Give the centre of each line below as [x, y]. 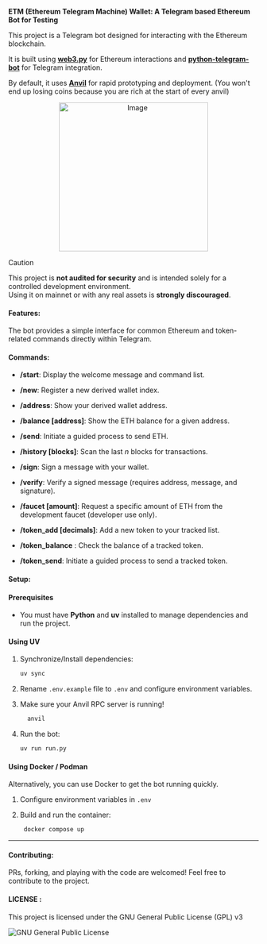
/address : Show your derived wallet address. [94, 406]
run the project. [45, 623]
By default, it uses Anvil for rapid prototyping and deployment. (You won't [129, 83]
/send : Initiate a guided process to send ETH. [94, 437]
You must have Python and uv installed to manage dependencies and [134, 615]
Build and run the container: [65, 815]
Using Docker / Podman [48, 766]
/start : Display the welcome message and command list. [112, 375]
